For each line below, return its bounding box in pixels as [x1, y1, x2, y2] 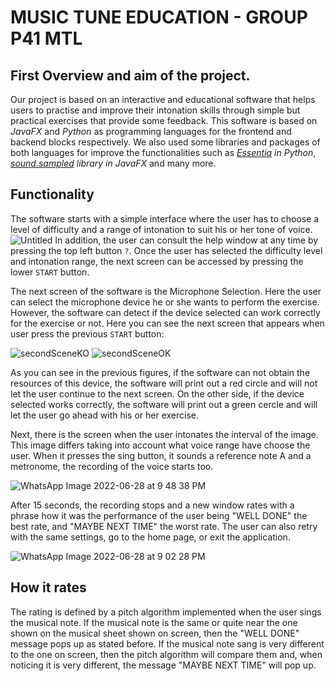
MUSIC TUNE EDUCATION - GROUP [10, 6, 308, 29]
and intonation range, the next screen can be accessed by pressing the [10, 255, 304, 267]
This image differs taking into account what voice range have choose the [10, 439, 311, 451]
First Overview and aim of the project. [10, 67, 251, 84]
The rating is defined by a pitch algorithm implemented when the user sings [10, 606, 322, 618]
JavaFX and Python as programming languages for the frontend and [10, 126, 292, 137]
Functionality [10, 186, 95, 203]
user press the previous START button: [10, 327, 165, 340]
